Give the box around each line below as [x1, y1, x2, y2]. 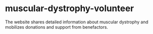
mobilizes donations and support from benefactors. [5, 24, 108, 30]
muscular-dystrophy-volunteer [5, 3, 134, 14]
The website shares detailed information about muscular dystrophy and [5, 19, 149, 25]
